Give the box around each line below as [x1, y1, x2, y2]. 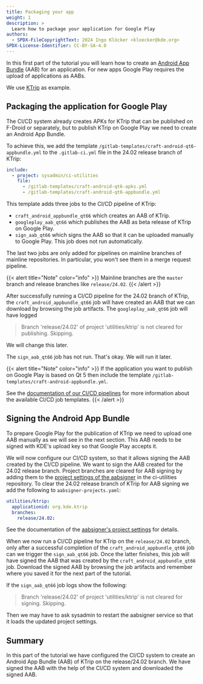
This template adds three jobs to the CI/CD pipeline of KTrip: [6, 201, 156, 208]
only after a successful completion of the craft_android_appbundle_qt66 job [6, 544, 195, 551]
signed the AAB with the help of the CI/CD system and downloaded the [6, 665, 183, 672]
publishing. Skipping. [21, 330, 74, 337]
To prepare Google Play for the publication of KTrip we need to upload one [6, 430, 192, 437]
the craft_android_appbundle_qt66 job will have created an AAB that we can [6, 299, 195, 306]
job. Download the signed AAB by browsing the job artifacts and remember [6, 563, 193, 571]
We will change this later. [6, 342, 68, 349]
